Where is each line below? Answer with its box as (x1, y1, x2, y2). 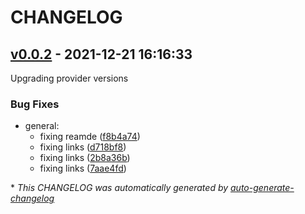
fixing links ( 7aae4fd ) (39, 162, 127, 175)
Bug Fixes (10, 97, 60, 111)
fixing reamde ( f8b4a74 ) (39, 131, 141, 143)
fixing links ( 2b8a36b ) (39, 152, 131, 164)
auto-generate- (230, 182, 295, 194)
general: (24, 120, 60, 132)
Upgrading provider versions (10, 72, 129, 84)
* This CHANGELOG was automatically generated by (10, 182, 229, 194)
